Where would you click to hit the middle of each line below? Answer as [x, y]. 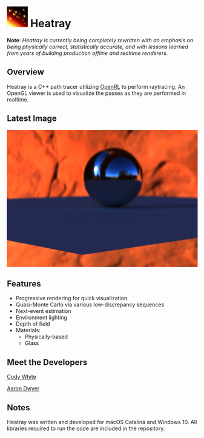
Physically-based [46, 337]
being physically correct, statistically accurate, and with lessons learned [97, 47]
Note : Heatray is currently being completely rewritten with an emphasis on [100, 40]
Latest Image [32, 119]
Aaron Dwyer [23, 388]
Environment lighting [41, 318]
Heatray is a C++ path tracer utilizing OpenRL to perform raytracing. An [96, 86]
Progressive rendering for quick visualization [71, 298]
